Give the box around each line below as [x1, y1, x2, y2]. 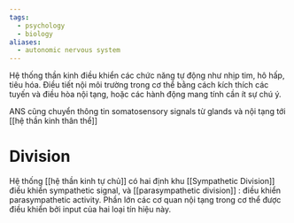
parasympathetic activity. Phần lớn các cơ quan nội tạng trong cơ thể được [9, 195, 282, 205]
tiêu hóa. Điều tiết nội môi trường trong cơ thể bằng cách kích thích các [9, 80, 269, 90]
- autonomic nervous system [17, 46, 121, 55]
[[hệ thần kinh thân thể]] [9, 116, 98, 127]
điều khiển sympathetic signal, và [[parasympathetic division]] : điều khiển [9, 185, 282, 196]
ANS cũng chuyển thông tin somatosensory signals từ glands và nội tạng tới [9, 106, 286, 117]
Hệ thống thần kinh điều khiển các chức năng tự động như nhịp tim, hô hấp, [9, 70, 285, 81]
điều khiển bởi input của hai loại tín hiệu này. [9, 204, 171, 215]
